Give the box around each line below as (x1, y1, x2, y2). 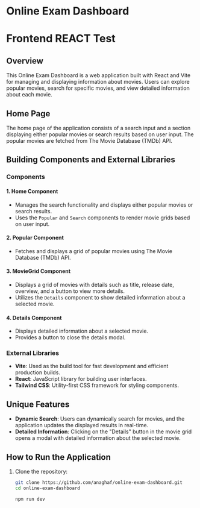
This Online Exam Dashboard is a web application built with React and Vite (6, 72, 191, 79)
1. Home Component (6, 187, 58, 195)
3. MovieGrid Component (6, 268, 71, 275)
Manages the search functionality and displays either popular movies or (14, 201, 193, 209)
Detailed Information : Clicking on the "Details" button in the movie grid (14, 428, 192, 435)
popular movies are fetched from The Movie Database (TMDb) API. (6, 137, 173, 144)
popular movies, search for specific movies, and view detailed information (6, 84, 190, 92)
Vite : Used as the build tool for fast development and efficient (14, 363, 169, 370)
